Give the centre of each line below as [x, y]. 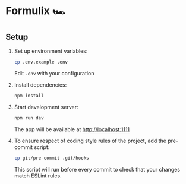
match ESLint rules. [38, 176]
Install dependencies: [40, 85]
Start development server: [46, 107]
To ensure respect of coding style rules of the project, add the [90, 141]
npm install [29, 96]
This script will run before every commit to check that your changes [97, 169]
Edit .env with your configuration [54, 73]
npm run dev [29, 118]
